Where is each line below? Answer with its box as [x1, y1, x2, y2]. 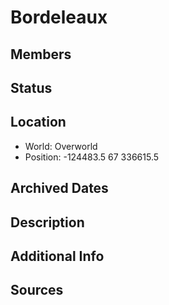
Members [10, 46, 72, 63]
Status [10, 79, 53, 96]
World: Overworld [24, 140, 98, 152]
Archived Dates [10, 180, 109, 197]
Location [10, 114, 67, 131]
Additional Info [10, 247, 105, 265]
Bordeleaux [10, 6, 108, 29]
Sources [10, 282, 64, 299]
